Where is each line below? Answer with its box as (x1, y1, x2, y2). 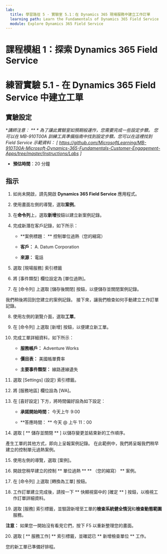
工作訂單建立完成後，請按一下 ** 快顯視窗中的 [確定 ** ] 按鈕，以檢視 (12, 489, 154, 495)
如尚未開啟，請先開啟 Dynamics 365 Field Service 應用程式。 (12, 191, 140, 197)
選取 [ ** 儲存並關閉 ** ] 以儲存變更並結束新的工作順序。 (12, 430, 128, 436)
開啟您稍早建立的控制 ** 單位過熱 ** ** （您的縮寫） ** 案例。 (12, 468, 139, 474)
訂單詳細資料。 (17, 495, 48, 501)
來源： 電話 (20, 254, 44, 260)
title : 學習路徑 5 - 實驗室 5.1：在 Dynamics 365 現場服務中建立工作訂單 (10, 12, 151, 17)
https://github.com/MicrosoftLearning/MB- (59, 140, 147, 146)
